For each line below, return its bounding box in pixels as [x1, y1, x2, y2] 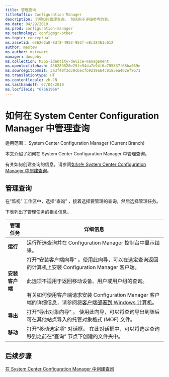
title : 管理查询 [5, 7, 36, 13]
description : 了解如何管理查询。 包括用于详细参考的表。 [5, 17, 112, 22]
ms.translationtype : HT [5, 73, 55, 78]
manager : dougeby [5, 54, 42, 59]
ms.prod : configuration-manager [5, 26, 73, 31]
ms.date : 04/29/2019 [5, 21, 49, 27]
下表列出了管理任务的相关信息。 [5, 209, 71, 215]
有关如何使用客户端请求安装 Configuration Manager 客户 [27, 292, 160, 299]
